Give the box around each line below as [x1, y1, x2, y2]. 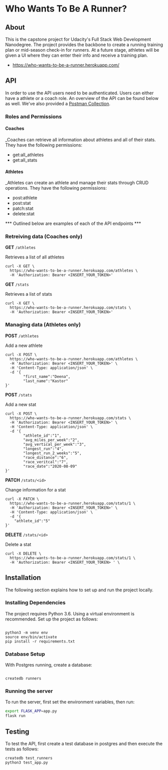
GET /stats [5, 282, 29, 288]
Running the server [5, 688, 53, 695]
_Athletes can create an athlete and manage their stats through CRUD [5, 180, 149, 186]
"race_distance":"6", [23, 455, 69, 460]
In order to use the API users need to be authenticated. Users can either [5, 90, 154, 96]
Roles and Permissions [5, 113, 62, 120]
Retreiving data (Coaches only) [5, 233, 83, 240]
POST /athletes [5, 332, 39, 339]
